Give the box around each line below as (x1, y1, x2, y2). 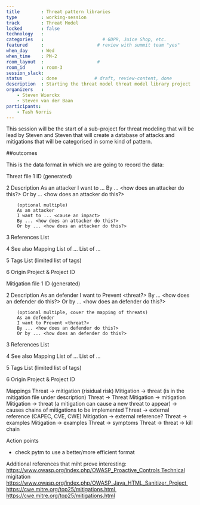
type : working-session (6, 14, 87, 20)
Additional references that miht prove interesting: (6, 460, 127, 467)
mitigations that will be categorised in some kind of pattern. (6, 138, 152, 145)
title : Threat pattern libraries (6, 8, 111, 15)
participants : (6, 103, 42, 109)
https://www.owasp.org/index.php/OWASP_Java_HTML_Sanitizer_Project (6, 479, 187, 486)
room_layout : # (6, 59, 100, 65)
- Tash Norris (17, 109, 52, 115)
